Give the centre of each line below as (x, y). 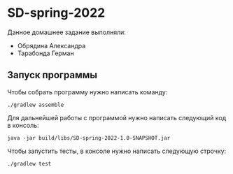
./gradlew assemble (36, 105)
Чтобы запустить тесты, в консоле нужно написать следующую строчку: (117, 151)
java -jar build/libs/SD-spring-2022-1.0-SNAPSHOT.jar (89, 138)
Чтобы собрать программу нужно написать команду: (87, 92)
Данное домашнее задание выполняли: (66, 32)
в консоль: (23, 125)
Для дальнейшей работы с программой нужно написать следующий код (117, 117)
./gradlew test (29, 164)
